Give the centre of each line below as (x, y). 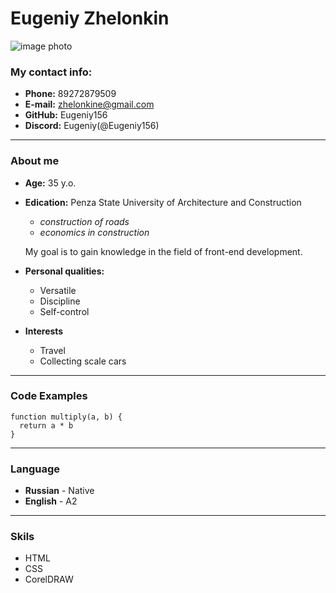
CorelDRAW (49, 579)
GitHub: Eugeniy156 (66, 115)
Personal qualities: (64, 271)
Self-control (64, 311)
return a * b (46, 425)
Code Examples (49, 396)
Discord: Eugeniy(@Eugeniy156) (92, 126)
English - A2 (51, 501)
